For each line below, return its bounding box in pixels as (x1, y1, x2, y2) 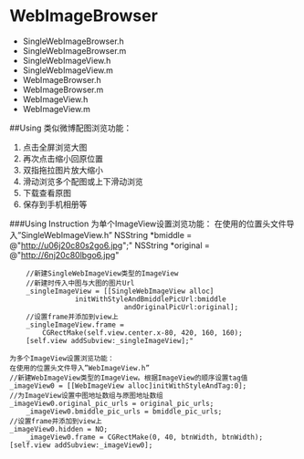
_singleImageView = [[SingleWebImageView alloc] (26, 287, 215, 296)
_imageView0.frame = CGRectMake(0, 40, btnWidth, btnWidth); (26, 433, 263, 442)
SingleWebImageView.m (22, 65, 114, 76)
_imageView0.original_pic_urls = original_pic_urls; (9, 399, 215, 408)
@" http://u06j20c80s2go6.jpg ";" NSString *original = (9, 239, 210, 251)
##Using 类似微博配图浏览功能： (9, 122, 132, 133)
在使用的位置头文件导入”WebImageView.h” (9, 363, 151, 372)
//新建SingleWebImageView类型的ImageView (26, 268, 179, 278)
